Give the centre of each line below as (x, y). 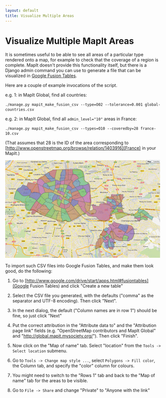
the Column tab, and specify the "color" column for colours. (73, 366)
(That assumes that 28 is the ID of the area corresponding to (67, 143)
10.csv (12, 134)
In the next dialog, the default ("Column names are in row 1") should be (85, 311)
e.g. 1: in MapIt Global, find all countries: (46, 95)
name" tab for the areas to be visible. (50, 381)
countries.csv (20, 110)
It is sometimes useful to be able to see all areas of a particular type (74, 55)
